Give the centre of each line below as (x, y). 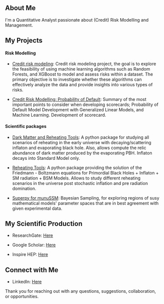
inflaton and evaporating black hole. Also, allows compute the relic (79, 148)
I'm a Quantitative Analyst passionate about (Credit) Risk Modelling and (77, 20)
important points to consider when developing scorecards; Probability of (85, 104)
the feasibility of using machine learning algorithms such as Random (81, 69)
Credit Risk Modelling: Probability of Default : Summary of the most (79, 100)
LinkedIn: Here (27, 282)
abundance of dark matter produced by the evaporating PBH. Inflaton (82, 153)
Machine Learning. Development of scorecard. (59, 115)
